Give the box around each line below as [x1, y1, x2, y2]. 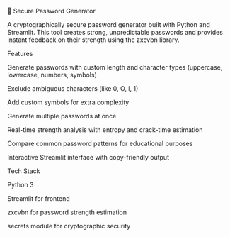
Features [7, 50, 33, 57]
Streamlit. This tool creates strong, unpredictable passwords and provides [7, 28, 223, 36]
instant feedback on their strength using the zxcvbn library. [7, 35, 180, 44]
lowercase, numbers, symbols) [7, 71, 98, 79]
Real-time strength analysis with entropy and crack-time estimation [7, 126, 203, 134]
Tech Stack [7, 167, 40, 175]
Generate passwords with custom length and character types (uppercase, [7, 63, 223, 71]
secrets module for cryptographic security [7, 222, 131, 230]
